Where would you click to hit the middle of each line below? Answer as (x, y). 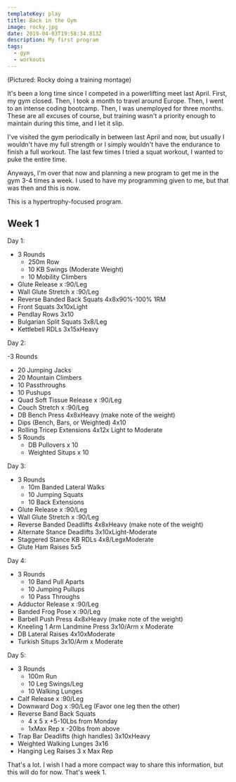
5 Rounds (31, 437)
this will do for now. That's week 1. (57, 772)
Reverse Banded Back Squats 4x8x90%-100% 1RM (92, 299)
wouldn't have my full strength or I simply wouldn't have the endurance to (114, 144)
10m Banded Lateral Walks (66, 487)
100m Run (42, 676)
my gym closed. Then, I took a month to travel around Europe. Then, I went (116, 101)
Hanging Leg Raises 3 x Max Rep (65, 751)
